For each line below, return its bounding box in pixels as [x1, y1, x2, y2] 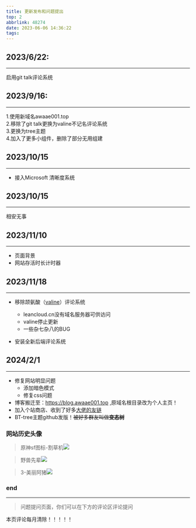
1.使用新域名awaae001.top [6, 112, 69, 120]
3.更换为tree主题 [6, 127, 46, 135]
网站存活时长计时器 [14, 259, 61, 266]
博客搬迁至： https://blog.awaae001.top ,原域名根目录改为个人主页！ [14, 399, 178, 406]
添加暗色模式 [23, 384, 54, 391]
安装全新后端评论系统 [14, 338, 66, 345]
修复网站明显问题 [14, 377, 56, 384]
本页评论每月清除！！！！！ [6, 516, 73, 523]
